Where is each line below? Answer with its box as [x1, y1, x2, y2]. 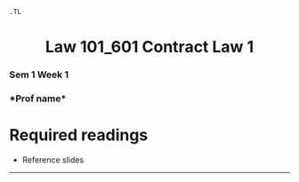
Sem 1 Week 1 [9, 68, 69, 81]
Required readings [9, 125, 149, 146]
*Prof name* [9, 92, 67, 105]
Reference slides [21, 154, 85, 165]
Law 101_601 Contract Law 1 [44, 37, 255, 57]
